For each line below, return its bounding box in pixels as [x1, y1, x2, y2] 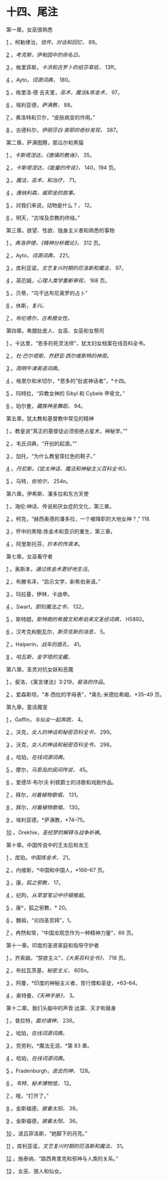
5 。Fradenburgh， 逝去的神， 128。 [6, 1067, 93, 1074]
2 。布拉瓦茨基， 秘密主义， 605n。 [6, 966, 93, 974]
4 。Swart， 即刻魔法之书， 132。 [6, 603, 87, 610]
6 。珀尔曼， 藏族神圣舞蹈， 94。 [6, 402, 87, 409]
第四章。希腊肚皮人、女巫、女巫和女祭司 [6, 327, 104, 334]
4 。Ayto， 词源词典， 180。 [6, 76, 74, 83]
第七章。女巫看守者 [6, 553, 53, 560]
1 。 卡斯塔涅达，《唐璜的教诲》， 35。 [6, 151, 95, 158]
